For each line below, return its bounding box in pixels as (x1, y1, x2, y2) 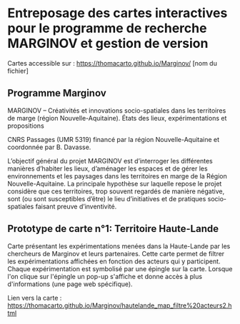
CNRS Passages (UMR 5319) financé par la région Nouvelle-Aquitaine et (7, 135, 220, 143)
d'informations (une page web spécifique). (7, 280, 134, 288)
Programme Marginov (7, 87, 106, 99)
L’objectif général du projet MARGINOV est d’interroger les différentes (7, 156, 213, 165)
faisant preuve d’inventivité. (35, 202, 117, 211)
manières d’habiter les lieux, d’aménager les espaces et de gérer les (7, 164, 209, 173)
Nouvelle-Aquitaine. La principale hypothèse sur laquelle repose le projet (7, 179, 222, 188)
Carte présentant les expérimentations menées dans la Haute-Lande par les (7, 241, 231, 250)
